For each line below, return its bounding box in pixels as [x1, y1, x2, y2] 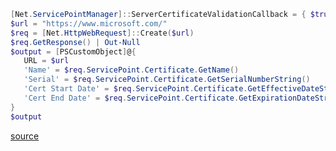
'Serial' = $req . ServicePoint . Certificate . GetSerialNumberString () [23, 75, 311, 85]
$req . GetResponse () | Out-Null [10, 37, 141, 47]
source [10, 130, 40, 142]
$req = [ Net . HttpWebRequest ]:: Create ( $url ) [10, 28, 195, 38]
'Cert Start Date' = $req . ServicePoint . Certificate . [23, 84, 248, 94]
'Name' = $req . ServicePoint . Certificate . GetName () [23, 65, 240, 75]
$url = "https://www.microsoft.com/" [10, 18, 168, 29]
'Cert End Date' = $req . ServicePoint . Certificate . [23, 93, 240, 103]
